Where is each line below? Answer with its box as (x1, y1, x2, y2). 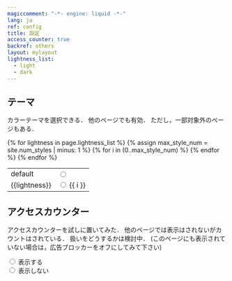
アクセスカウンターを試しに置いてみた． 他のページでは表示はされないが (7, 226, 216, 234)
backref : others (7, 43, 54, 50)
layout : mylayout (7, 50, 58, 56)
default (10, 169, 34, 179)
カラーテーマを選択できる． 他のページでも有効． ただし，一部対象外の (7, 116, 212, 124)
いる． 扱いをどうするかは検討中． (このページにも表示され (49, 234, 220, 243)
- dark (13, 68, 33, 75)
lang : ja (7, 17, 33, 24)
